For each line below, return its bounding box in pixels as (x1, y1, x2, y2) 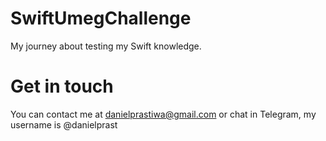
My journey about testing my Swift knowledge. (10, 40, 202, 52)
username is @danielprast (10, 118, 118, 131)
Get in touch (10, 75, 114, 98)
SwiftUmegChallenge (10, 7, 192, 30)
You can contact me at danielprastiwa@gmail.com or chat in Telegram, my (10, 108, 317, 120)
